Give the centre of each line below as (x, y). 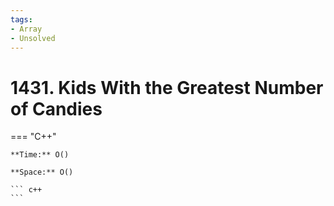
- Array (26, 29)
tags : (21, 19)
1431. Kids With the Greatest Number (167, 87)
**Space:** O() (42, 172)
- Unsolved (33, 38)
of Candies (56, 108)
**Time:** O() (40, 155)
